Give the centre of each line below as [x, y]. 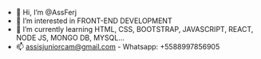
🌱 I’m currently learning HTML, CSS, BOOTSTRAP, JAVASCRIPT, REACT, [134, 29]
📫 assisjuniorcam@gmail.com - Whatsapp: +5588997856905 [118, 47]
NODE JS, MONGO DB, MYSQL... [70, 37]
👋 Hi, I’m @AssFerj [46, 12]
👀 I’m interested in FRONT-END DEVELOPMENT [94, 21]
